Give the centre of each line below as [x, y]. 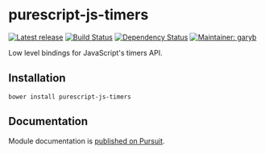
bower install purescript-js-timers [70, 97]
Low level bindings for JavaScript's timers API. [85, 52]
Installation [37, 78]
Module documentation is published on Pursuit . [87, 141]
